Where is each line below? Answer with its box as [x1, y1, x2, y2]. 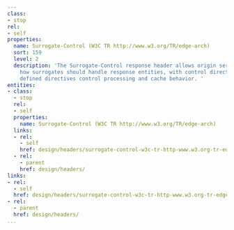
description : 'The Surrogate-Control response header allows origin [13, 62, 217, 69]
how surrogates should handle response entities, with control [19, 68, 208, 75]
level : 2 [13, 56, 39, 63]
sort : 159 [13, 49, 42, 56]
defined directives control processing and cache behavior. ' [19, 75, 204, 82]
